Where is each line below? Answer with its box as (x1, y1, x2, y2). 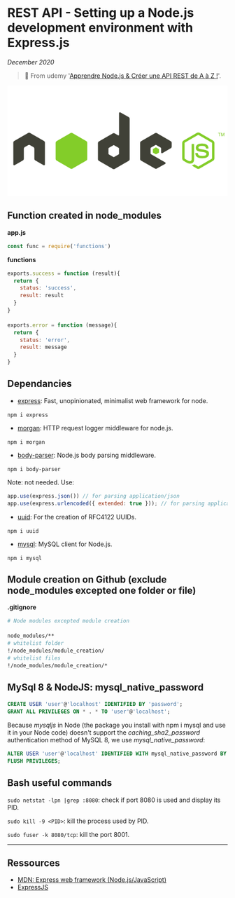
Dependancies (7, 378, 72, 390)
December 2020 (7, 57, 55, 66)
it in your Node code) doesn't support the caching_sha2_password (7, 728, 201, 737)
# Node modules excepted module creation (7, 618, 130, 625)
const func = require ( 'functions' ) (7, 243, 111, 250)
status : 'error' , (20, 336, 71, 343)
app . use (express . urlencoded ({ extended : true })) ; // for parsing (7, 500, 205, 507)
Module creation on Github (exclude (7, 573, 167, 585)
